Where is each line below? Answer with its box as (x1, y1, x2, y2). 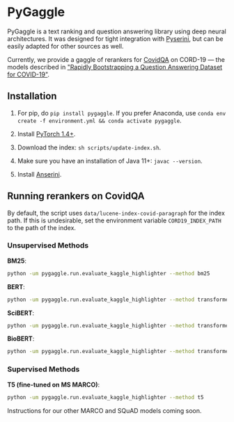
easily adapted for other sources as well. (7, 42, 124, 50)
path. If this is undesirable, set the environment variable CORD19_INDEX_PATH (7, 216, 221, 225)
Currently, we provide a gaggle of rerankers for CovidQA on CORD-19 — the (7, 55, 225, 63)
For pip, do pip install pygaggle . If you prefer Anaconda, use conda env (17, 108, 226, 117)
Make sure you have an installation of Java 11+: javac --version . (17, 156, 203, 165)
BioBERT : (7, 334, 35, 343)
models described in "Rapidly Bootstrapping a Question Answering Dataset (7, 63, 223, 71)
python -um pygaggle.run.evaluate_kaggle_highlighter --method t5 (7, 393, 204, 400)
